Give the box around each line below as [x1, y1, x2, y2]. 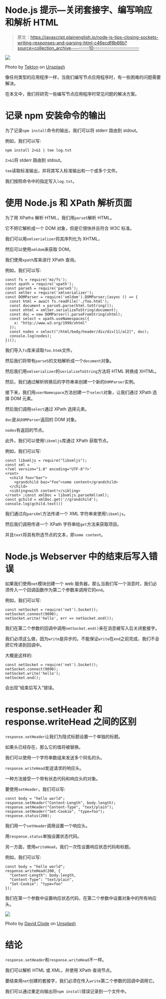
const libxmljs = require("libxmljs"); [5, 458, 87, 463]
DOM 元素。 [10, 395, 36, 401]
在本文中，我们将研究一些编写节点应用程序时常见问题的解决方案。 [5, 91, 139, 97]
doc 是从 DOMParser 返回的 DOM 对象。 [5, 417, 80, 422]
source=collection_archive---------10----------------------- [17, 45, 139, 51]
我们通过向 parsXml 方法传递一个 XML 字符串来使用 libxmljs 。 [5, 511, 128, 517]
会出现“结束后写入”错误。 [5, 684, 57, 690]
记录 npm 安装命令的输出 [5, 110, 106, 121]
